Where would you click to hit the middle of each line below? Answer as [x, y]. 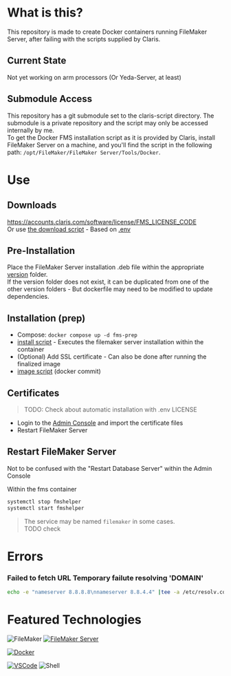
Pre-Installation [41, 250]
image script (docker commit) [59, 371]
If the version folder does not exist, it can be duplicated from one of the [108, 282]
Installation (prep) [46, 318]
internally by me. [31, 130]
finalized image [38, 364]
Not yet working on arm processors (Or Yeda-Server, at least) [95, 77]
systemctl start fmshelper [46, 508]
